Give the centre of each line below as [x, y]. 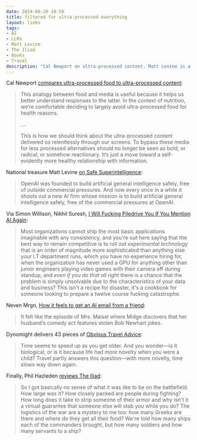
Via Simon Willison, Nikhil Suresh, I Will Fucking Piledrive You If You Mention [98, 214]
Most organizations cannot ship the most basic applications [93, 231]
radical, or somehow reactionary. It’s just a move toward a [90, 155]
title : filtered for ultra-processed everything [67, 17]
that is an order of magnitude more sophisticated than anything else [103, 250]
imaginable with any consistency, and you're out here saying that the [103, 238]
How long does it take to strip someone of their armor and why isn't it [104, 400]
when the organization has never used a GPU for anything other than [104, 263]
